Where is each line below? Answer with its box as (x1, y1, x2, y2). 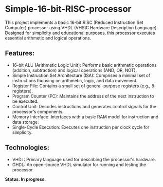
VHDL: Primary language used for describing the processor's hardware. (12, 156, 156, 162)
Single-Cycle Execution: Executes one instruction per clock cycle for (12, 124, 150, 130)
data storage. (12, 119, 39, 125)
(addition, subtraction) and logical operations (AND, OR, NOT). (12, 67, 137, 73)
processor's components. (12, 109, 64, 114)
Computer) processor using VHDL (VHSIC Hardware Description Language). (5, 24, 158, 30)
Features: (5, 49, 35, 57)
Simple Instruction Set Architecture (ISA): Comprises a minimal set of (12, 72, 151, 78)
